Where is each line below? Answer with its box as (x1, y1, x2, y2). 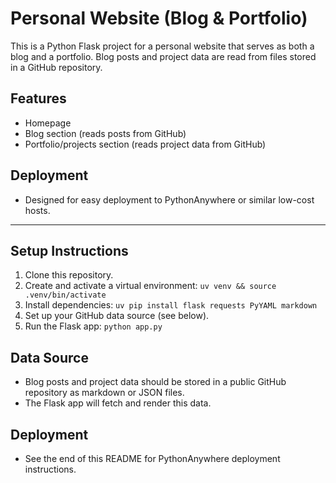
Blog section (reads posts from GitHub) (24, 127, 187, 139)
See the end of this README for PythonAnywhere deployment (24, 453, 281, 464)
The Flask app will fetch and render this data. (24, 397, 212, 409)
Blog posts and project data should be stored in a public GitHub (24, 376, 287, 388)
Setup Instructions (10, 242, 129, 259)
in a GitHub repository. (10, 61, 103, 73)
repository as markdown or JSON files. (24, 387, 185, 399)
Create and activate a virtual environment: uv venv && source (24, 280, 277, 292)
